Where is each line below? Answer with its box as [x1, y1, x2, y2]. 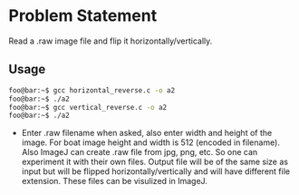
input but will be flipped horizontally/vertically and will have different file [21, 166, 291, 177]
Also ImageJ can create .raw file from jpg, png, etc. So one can [21, 147, 258, 158]
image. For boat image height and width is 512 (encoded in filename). [21, 137, 280, 148]
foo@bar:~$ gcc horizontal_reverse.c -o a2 [8, 85, 176, 95]
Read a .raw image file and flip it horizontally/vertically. [8, 35, 213, 46]
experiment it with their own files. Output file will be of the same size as [21, 156, 289, 168]
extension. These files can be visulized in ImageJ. [21, 176, 207, 187]
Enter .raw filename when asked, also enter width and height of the [21, 128, 273, 139]
